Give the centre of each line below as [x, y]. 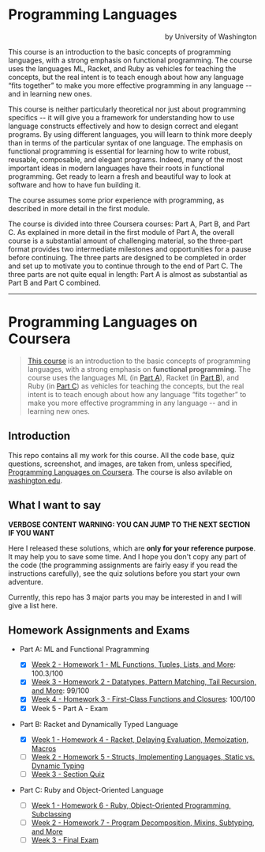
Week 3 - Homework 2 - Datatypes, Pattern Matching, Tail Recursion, [144, 682]
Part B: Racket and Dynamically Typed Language [99, 724]
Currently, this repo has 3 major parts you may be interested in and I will [125, 597]
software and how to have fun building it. [75, 184]
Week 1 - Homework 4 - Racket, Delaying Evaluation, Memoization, [140, 739]
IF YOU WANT [32, 532]
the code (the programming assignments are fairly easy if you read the [123, 565]
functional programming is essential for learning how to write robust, [119, 151]
